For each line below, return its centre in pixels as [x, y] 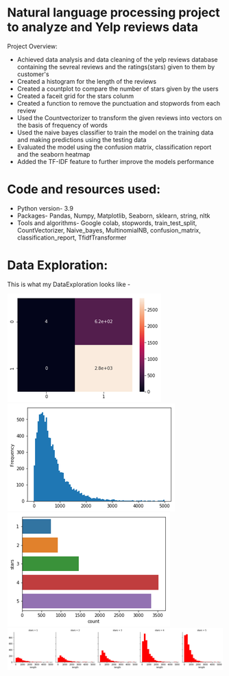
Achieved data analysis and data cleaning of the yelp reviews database [117, 59]
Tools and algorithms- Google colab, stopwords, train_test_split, [107, 223]
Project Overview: [33, 46]
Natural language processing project [114, 13]
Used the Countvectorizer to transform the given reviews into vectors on [119, 117]
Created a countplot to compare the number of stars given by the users [118, 89]
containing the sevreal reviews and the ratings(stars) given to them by [116, 67]
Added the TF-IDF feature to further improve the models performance [116, 161]
